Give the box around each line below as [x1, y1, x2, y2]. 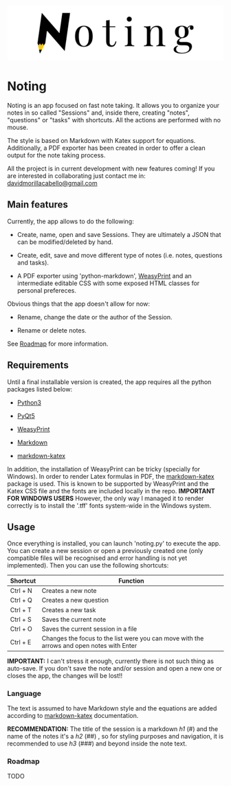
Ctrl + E [10, 638, 32, 646]
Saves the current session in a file [41, 625, 137, 633]
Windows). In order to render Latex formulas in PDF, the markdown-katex [7, 472, 214, 480]
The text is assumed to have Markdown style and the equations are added [7, 704, 217, 712]
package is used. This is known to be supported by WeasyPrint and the [7, 480, 209, 488]
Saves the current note [41, 615, 107, 623]
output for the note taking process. [7, 150, 106, 159]
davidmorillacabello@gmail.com [7, 179, 98, 187]
